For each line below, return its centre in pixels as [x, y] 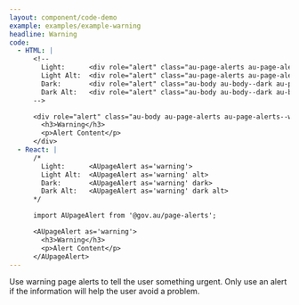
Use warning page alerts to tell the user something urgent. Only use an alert [148, 282]
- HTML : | [35, 51]
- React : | [37, 150]
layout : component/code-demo [63, 17]
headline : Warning [43, 34]
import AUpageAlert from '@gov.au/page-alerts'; [125, 216]
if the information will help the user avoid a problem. [105, 292]
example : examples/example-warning [75, 26]
